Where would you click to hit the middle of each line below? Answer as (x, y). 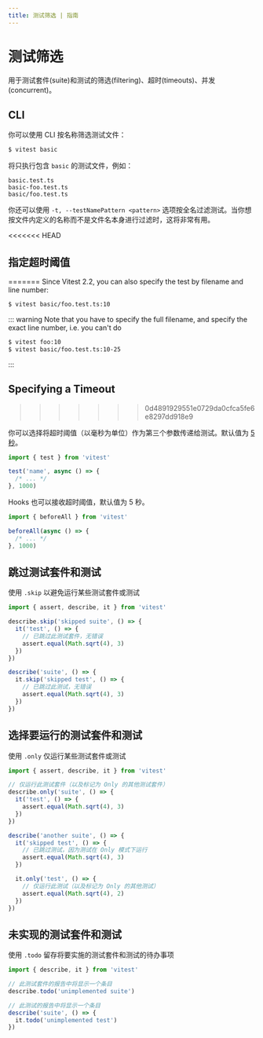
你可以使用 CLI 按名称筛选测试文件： (67, 135)
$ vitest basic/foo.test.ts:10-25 (65, 349)
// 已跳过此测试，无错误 (57, 687)
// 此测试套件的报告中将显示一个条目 (60, 984)
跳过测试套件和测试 (55, 572)
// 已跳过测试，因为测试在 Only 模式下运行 (85, 850)
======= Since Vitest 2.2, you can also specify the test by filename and (126, 282)
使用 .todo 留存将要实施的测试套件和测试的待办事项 (91, 955)
